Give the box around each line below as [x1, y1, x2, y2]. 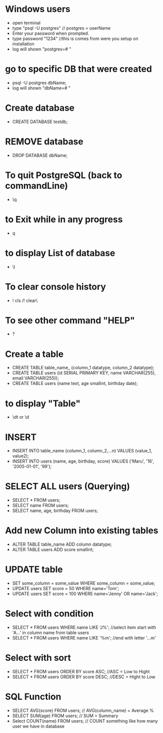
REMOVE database [5, 136, 84, 147]
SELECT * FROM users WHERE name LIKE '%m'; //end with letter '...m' [12, 635, 156, 641]
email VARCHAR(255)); [12, 375, 59, 381]
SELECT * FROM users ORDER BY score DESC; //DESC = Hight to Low [12, 674, 156, 680]
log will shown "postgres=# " [12, 46, 71, 52]
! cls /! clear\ [12, 298, 38, 303]
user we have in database [12, 723, 65, 729]
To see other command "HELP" [5, 315, 135, 326]
